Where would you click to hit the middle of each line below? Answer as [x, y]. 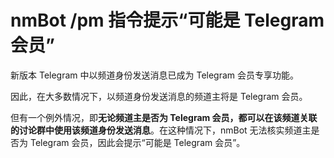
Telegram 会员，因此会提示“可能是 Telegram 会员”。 [137, 142]
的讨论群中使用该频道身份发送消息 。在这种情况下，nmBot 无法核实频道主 [161, 130]
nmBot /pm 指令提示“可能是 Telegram [167, 20]
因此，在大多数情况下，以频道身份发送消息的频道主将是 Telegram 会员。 [159, 96]
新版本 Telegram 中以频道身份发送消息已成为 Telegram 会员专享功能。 [155, 75]
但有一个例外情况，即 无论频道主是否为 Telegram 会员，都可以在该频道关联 [164, 117]
